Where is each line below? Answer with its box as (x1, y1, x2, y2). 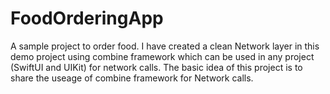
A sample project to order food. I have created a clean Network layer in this (10, 40, 320, 52)
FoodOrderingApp (10, 7, 164, 30)
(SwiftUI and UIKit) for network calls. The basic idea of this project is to (10, 61, 303, 73)
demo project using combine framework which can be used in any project (10, 50, 315, 62)
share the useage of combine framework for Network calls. (10, 72, 254, 84)
